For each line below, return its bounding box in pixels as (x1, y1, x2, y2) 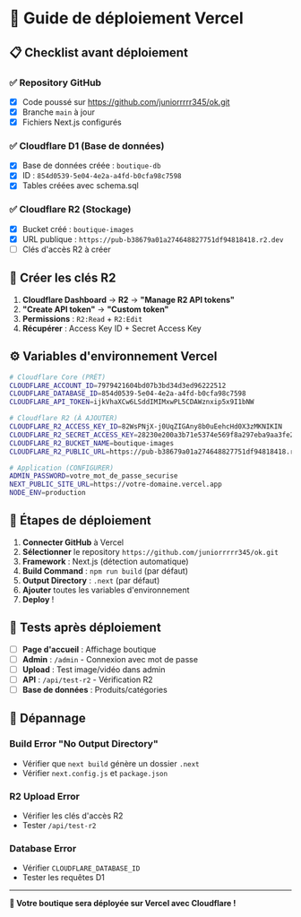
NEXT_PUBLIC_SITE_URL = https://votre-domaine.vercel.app (9, 480, 222, 489)
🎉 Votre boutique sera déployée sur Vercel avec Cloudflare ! (9, 898, 236, 909)
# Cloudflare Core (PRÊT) (9, 372, 106, 382)
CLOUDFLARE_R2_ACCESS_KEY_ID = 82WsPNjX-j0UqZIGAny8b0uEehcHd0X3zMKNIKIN (9, 422, 282, 431)
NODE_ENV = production (9, 489, 87, 497)
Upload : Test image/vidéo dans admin (21, 663, 166, 675)
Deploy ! (21, 593, 55, 604)
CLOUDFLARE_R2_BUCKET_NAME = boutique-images (9, 438, 175, 447)
